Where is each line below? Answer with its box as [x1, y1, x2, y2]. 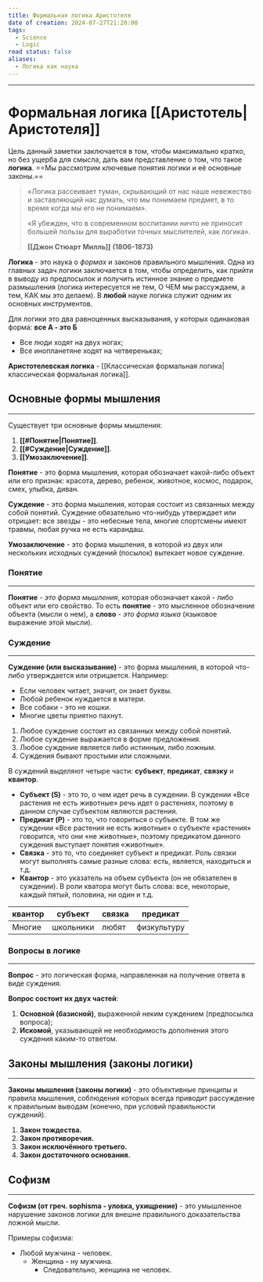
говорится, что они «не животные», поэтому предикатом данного [19, 832, 241, 841]
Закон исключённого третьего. [19, 1142, 128, 1152]
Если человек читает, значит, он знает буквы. [19, 686, 172, 695]
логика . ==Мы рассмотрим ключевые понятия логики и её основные [8, 162, 242, 173]
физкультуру [136, 922, 186, 933]
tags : [8, 26, 26, 34]
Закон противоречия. [19, 1134, 94, 1143]
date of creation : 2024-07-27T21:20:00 [8, 19, 139, 27]
